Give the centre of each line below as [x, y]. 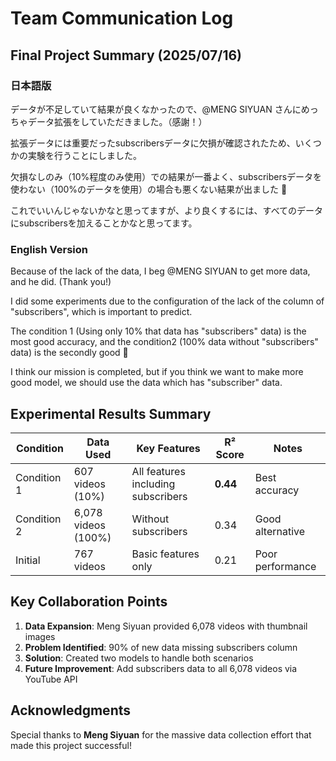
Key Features [168, 448]
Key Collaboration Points [89, 602]
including [153, 484]
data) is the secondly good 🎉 [69, 353]
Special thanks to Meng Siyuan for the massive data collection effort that [161, 734]
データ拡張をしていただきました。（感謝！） [117, 121]
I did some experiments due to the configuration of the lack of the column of [167, 301]
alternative [280, 531]
